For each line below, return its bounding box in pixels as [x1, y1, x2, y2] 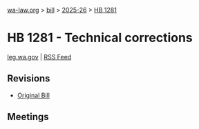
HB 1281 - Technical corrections [7, 30, 193, 46]
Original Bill [17, 91, 50, 99]
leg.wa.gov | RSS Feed [7, 52, 72, 61]
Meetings [7, 111, 50, 123]
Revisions [7, 72, 50, 85]
